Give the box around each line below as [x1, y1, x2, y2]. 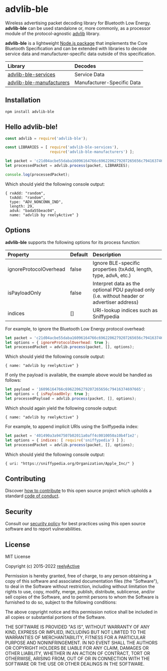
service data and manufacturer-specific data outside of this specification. [5, 51, 156, 57]
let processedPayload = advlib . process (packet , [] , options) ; [5, 396, 137, 401]
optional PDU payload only [92, 286, 155, 293]
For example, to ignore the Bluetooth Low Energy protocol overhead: [5, 326, 146, 332]
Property [7, 251, 29, 258]
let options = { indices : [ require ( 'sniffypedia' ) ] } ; [5, 438, 126, 443]
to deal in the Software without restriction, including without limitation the [5, 583, 155, 589]
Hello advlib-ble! [5, 123, 58, 131]
